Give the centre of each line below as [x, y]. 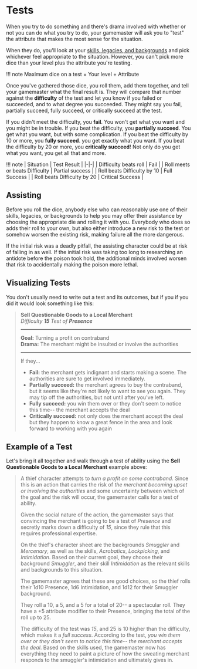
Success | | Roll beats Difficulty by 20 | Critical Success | [75, 177]
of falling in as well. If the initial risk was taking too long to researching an [95, 252]
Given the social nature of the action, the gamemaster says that [97, 515]
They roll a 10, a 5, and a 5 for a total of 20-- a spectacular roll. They [103, 605]
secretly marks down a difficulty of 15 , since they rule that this [96, 527]
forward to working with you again [71, 428]
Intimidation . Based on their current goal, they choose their [91, 557]
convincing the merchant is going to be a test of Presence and [96, 521]
